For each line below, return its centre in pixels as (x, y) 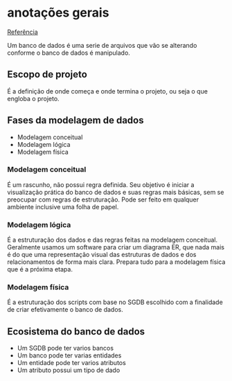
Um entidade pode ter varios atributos (71, 363)
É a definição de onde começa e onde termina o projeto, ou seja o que (107, 91)
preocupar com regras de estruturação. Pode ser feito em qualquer (103, 200)
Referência (23, 32)
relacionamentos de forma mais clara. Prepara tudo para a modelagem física (116, 262)
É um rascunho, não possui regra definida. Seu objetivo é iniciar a (101, 184)
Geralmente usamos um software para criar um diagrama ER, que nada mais (116, 247)
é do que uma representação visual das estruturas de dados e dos (102, 255)
